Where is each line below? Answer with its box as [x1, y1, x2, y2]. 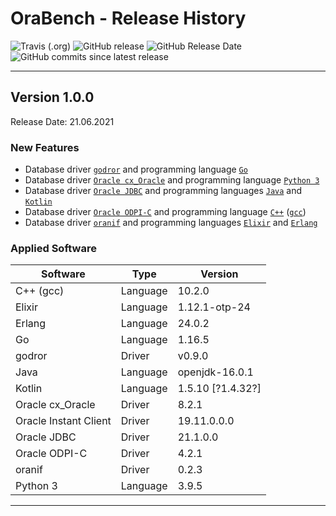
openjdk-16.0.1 [177, 365, 254, 379]
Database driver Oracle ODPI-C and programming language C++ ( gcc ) [24, 206, 307, 218]
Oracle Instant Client [15, 414, 112, 428]
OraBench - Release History [10, 7, 247, 30]
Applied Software [10, 241, 97, 255]
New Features [10, 140, 80, 154]
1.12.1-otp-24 [177, 300, 251, 314]
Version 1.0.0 [10, 89, 95, 106]
